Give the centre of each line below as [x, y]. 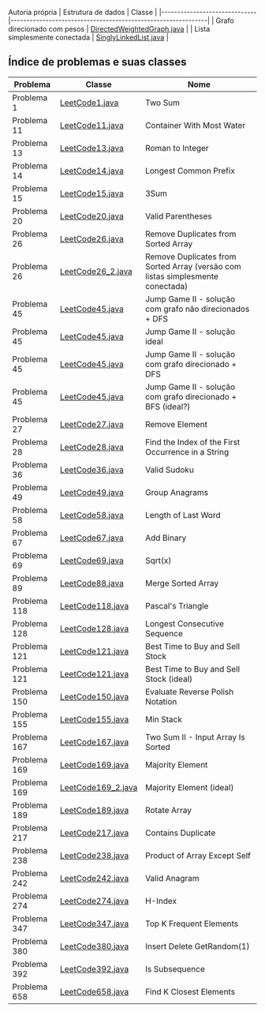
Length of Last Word [183, 515]
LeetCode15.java [91, 193]
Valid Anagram [172, 878]
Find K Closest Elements [190, 991]
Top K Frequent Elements [192, 924]
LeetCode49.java [91, 492]
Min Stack [164, 719]
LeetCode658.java [94, 991]
